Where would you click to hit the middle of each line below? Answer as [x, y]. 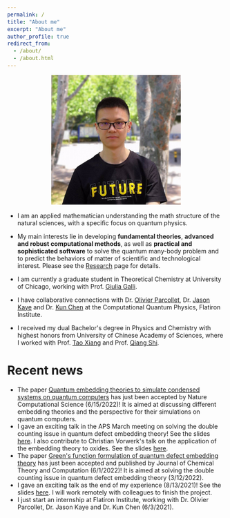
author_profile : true [38, 37]
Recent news [45, 371]
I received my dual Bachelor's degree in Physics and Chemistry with [114, 327]
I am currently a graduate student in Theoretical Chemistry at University [119, 279]
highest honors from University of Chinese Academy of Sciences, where [120, 335]
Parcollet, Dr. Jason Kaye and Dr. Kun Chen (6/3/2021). [95, 507]
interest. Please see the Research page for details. [89, 265]
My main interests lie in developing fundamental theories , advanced [115, 236]
